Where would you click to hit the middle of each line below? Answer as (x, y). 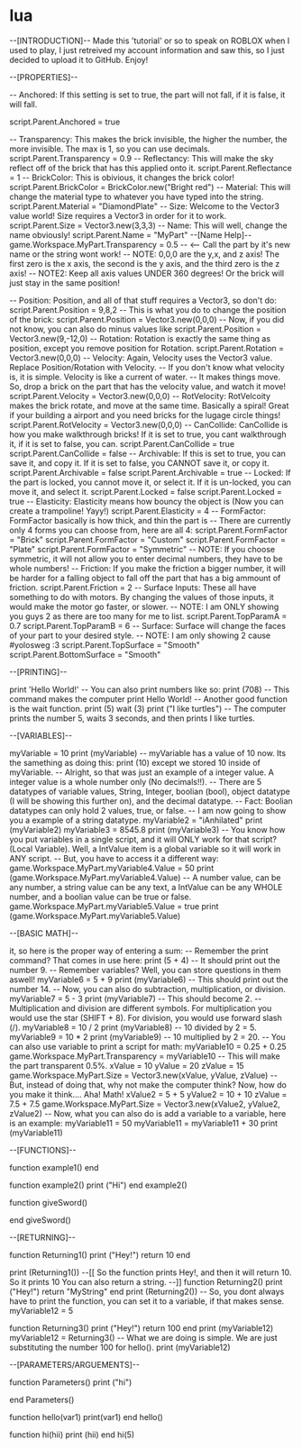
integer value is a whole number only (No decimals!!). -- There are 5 (136, 781)
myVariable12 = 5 (41, 1310)
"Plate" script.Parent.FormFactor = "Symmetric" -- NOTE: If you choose (142, 549)
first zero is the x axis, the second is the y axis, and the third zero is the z (145, 263)
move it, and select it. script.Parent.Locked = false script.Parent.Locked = (146, 491)
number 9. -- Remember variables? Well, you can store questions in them (145, 970)
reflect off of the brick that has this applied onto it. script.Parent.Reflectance (151, 168)
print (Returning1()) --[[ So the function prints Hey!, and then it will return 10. (151, 1272)
